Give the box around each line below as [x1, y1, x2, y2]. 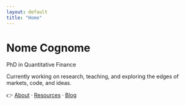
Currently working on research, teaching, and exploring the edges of [6, 73, 179, 80]
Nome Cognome [6, 41, 90, 55]
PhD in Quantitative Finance [6, 61, 76, 68]
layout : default [6, 9, 48, 15]
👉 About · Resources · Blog [6, 92, 77, 99]
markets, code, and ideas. [6, 79, 72, 87]
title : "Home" [6, 15, 43, 21]
